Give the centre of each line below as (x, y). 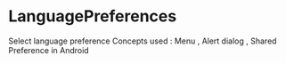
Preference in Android (49, 50)
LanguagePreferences (93, 16)
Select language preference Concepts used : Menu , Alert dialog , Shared (143, 41)
